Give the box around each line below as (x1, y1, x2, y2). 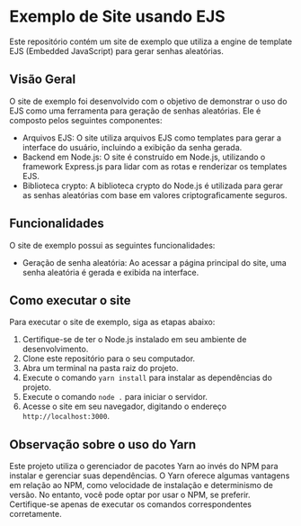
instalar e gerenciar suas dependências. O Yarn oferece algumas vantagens (9, 470, 290, 481)
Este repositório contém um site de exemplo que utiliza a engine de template (9, 36, 293, 47)
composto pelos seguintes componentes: (9, 114, 164, 125)
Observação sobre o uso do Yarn (9, 437, 196, 452)
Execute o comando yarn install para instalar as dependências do (22, 372, 272, 384)
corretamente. (9, 509, 62, 520)
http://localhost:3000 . (22, 411, 111, 422)
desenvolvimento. (22, 344, 89, 355)
